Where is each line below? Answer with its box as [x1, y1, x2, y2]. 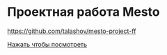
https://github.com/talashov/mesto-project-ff [7, 27, 136, 35]
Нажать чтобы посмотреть [7, 40, 88, 48]
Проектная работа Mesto [7, 4, 160, 20]
